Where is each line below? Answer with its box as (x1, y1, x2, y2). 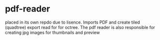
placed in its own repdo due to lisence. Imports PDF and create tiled (5, 19, 140, 25)
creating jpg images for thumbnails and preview (5, 29, 100, 35)
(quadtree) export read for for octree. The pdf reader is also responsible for (5, 24, 156, 30)
